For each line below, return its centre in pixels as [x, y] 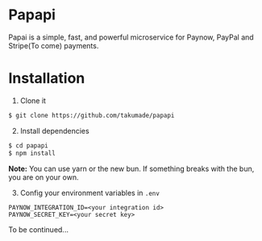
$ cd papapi [28, 145]
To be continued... [38, 229]
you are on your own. [44, 177]
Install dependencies [55, 131]
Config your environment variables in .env [89, 193]
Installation [47, 79]
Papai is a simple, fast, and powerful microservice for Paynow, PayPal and [131, 37]
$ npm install [32, 153]
